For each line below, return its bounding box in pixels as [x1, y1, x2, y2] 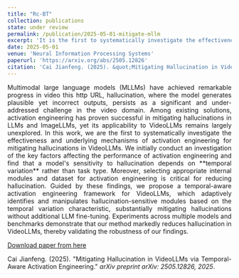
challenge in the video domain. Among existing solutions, [43, 105, 232, 114]
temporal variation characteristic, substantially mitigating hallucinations [7, 204, 232, 212]
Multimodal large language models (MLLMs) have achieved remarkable [7, 83, 232, 91]
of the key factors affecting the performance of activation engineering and [7, 151, 232, 160]
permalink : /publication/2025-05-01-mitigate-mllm [7, 30, 161, 38]
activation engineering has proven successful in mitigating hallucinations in [7, 113, 232, 122]
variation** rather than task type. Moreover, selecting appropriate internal [7, 166, 232, 175]
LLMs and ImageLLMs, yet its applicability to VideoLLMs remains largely [7, 120, 232, 129]
